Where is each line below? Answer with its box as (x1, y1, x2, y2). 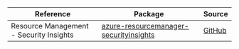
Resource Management (11, 21, 89, 31)
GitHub (203, 26, 227, 35)
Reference (34, 9, 71, 18)
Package (134, 9, 164, 18)
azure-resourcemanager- (101, 21, 190, 31)
